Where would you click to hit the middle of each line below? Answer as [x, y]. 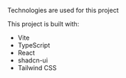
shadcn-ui [33, 60]
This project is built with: [43, 24]
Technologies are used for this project [63, 10]
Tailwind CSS [37, 68]
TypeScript [34, 45]
